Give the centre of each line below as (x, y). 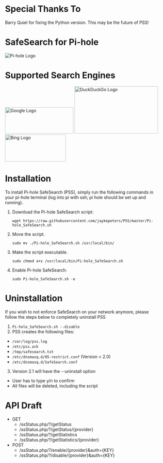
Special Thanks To (43, 9)
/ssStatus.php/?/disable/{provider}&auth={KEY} (67, 455)
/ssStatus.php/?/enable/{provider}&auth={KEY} (66, 450)
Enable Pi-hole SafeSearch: (39, 270)
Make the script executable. (40, 252)
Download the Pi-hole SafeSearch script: (53, 212)
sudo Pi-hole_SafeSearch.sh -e (44, 279)
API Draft (24, 405)
